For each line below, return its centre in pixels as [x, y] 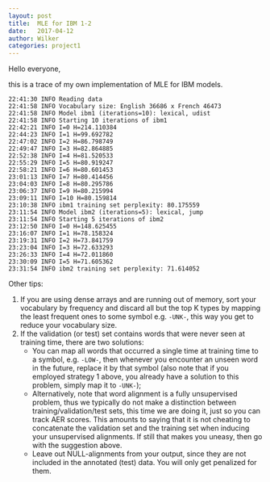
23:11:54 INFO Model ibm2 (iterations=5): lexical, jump [106, 212]
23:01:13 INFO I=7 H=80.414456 [61, 177]
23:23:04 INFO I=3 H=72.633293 [61, 248]
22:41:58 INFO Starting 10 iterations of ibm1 [88, 121]
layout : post [30, 16]
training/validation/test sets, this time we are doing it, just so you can [146, 411]
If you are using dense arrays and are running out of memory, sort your [138, 300]
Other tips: [26, 284]
